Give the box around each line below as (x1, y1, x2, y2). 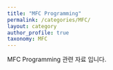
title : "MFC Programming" (7, 10, 81, 17)
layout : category (7, 23, 57, 30)
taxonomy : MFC (7, 36, 48, 43)
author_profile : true (7, 29, 70, 36)
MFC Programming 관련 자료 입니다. (7, 56, 107, 64)
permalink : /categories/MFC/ (7, 16, 91, 23)
